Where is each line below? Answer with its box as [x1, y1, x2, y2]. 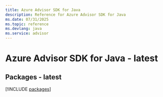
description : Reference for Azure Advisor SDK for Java [5, 12, 126, 17]
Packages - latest [5, 73, 62, 81]
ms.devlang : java [5, 26, 42, 31]
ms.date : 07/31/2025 [5, 17, 49, 22]
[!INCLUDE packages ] [5, 86, 51, 92]
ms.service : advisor [5, 31, 49, 36]
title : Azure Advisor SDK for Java [5, 7, 81, 13]
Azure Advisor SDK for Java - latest [5, 53, 158, 64]
